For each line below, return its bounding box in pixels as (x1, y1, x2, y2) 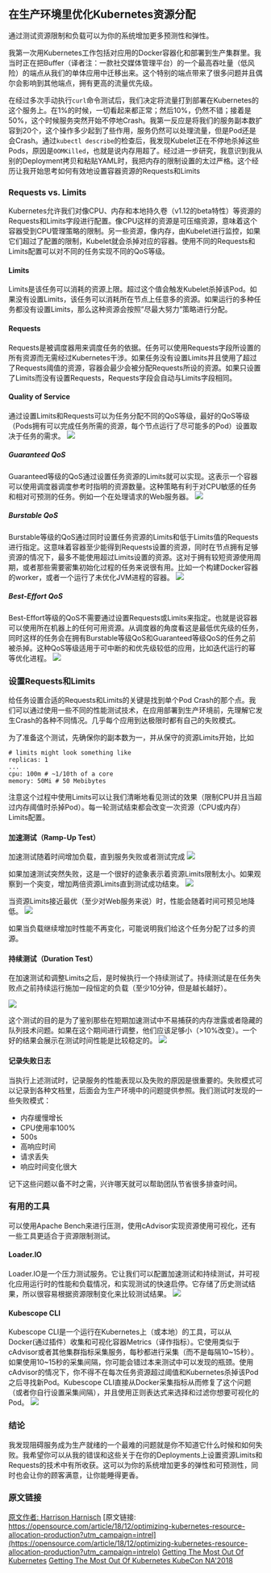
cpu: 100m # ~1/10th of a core (8, 770, 114, 778)
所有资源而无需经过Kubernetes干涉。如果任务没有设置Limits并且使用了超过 (8, 352, 257, 362)
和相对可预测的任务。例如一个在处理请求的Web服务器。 (8, 491, 194, 501)
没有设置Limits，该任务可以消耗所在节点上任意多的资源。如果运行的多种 (15, 294, 254, 305)
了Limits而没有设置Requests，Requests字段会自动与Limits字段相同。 (8, 372, 236, 382)
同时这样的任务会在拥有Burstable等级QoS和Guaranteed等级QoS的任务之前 (8, 633, 256, 642)
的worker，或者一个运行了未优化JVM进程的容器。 (8, 572, 175, 582)
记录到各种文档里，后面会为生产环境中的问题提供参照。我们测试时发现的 (15, 1085, 256, 1095)
